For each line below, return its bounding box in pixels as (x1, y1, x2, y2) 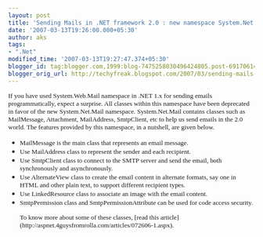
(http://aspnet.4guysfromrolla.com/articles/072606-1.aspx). (19, 221, 175, 229)
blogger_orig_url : (8, 70, 68, 78)
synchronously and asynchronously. (19, 164, 113, 173)
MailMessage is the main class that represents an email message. (19, 138, 189, 147)
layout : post (8, 11, 51, 20)
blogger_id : (8, 63, 47, 71)
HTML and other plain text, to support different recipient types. (19, 180, 186, 189)
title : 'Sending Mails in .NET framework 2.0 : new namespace (8, 19, 215, 27)
